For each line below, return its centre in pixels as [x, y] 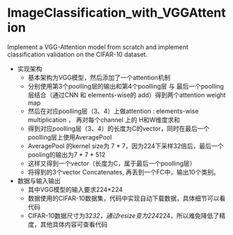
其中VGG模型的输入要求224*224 [75, 189]
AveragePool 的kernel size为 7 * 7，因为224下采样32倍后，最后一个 [126, 146]
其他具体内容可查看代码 [74, 224]
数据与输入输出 [39, 181]
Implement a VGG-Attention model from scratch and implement [98, 47]
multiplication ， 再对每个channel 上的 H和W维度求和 [104, 119]
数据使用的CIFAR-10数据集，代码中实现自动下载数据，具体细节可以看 [127, 198]
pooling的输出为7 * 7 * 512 [67, 154]
